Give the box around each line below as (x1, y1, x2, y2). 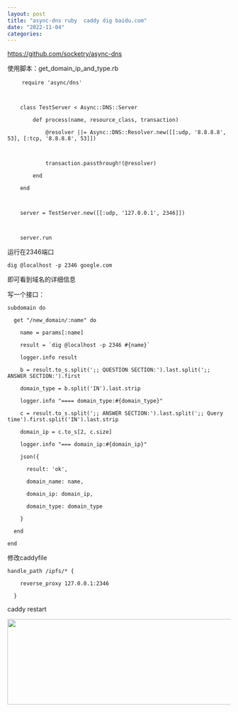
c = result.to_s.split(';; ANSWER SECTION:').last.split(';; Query (20, 410, 223, 417)
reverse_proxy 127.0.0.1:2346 (20, 580, 110, 587)
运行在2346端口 (7, 247, 55, 256)
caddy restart (7, 605, 47, 613)
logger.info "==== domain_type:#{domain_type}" (20, 398, 163, 405)
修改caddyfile (7, 554, 47, 562)
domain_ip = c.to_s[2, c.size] (20, 428, 113, 436)
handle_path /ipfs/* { (7, 568, 74, 575)
